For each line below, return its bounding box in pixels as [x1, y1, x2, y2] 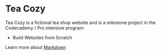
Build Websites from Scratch [12, 34, 72, 40]
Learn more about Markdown [5, 44, 66, 50]
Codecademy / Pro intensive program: [5, 24, 85, 30]
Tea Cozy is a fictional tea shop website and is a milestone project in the [5, 19, 156, 25]
